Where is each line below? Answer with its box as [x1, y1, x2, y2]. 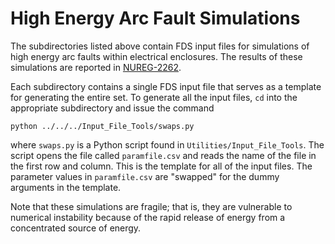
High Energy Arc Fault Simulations [10, 7, 301, 30]
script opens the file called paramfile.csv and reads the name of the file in [10, 149, 317, 161]
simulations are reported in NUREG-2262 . [10, 61, 182, 73]
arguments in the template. [10, 181, 122, 193]
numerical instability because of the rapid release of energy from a [10, 211, 286, 223]
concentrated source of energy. [10, 222, 142, 234]
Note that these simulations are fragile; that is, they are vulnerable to [10, 200, 293, 212]
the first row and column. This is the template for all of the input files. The [10, 160, 313, 172]
